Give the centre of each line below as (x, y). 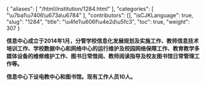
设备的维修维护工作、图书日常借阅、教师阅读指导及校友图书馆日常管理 (105, 56)
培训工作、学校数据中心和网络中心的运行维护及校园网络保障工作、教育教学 (100, 48)
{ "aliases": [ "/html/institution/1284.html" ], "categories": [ (80, 9)
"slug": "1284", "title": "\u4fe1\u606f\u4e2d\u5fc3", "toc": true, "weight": (98, 22)
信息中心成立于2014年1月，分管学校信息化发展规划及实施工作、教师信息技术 (103, 41)
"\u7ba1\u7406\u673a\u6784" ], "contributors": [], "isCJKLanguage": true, (100, 15)
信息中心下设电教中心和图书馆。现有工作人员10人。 (71, 77)
